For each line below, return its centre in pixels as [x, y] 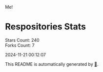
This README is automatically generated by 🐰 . [52, 64]
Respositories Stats [46, 27]
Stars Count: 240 [22, 40]
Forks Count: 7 [20, 45]
